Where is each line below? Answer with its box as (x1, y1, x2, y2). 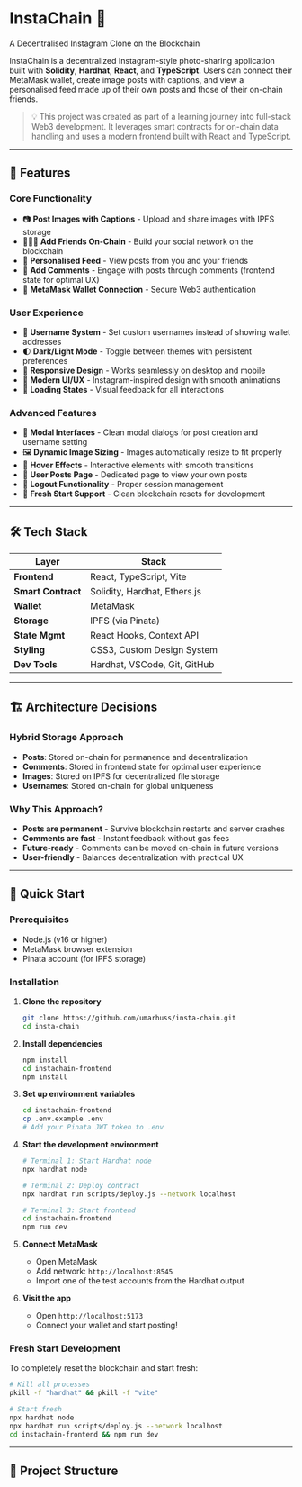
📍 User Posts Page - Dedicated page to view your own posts (22, 469, 248, 480)
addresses (22, 336, 62, 347)
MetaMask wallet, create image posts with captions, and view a (9, 74, 244, 85)
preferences (22, 355, 68, 366)
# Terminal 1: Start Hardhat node (22, 1156, 152, 1165)
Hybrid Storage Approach (9, 731, 124, 744)
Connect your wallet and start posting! (35, 1319, 178, 1331)
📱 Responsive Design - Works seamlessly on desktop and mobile (22, 365, 266, 376)
